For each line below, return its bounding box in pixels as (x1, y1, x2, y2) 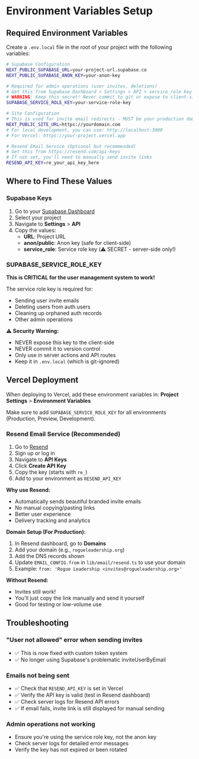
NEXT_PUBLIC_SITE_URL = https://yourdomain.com (6, 121, 120, 127)
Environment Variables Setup (6, 4, 153, 18)
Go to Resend (14, 443, 49, 451)
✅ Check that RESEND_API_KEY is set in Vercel (14, 685, 123, 692)
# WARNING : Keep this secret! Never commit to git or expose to (6, 94, 168, 100)
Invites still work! (14, 588, 56, 596)
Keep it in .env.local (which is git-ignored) (14, 358, 120, 365)
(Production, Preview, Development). (6, 415, 96, 422)
